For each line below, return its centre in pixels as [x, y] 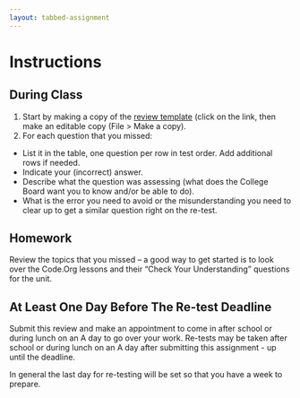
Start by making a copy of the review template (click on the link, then [149, 117]
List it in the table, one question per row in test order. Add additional [147, 152]
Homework [41, 238]
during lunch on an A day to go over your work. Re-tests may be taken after [149, 338]
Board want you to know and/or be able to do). [108, 191]
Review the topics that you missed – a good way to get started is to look [142, 260]
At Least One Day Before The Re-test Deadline [141, 307]
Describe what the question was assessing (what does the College [145, 181]
